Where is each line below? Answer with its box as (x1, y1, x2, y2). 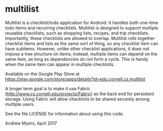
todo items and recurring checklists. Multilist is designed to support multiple (5, 25, 158, 30)
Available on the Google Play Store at (5, 71, 80, 77)
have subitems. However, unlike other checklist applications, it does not (5, 46, 149, 52)
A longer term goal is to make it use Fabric (5, 85, 91, 91)
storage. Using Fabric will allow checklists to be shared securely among (5, 96, 150, 102)
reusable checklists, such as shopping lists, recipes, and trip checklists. (5, 30, 149, 36)
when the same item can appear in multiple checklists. (5, 61, 115, 67)
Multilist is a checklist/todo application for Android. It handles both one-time (5, 20, 158, 26)
